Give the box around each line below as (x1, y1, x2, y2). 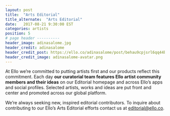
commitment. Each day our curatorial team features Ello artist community (5, 74, 161, 80)
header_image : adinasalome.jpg (5, 41, 71, 46)
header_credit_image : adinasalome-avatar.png (5, 54, 103, 60)
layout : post (5, 7, 33, 13)
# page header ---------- (5, 36, 60, 41)
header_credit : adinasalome (5, 45, 65, 50)
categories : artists (5, 26, 49, 31)
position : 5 (5, 31, 30, 36)
